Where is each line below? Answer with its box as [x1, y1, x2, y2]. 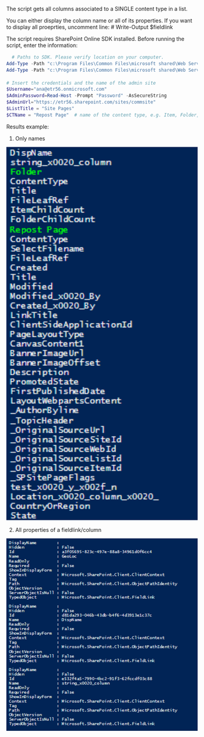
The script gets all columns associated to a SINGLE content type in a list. [6, 5, 188, 12]
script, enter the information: [6, 42, 78, 49]
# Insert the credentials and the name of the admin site [6, 80, 156, 86]
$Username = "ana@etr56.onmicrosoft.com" [6, 86, 107, 93]
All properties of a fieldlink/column [15, 526, 102, 533]
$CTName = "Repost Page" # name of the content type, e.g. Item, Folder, [6, 112, 200, 118]
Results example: [6, 123, 49, 130]
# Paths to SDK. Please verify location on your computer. [12, 54, 165, 60]
